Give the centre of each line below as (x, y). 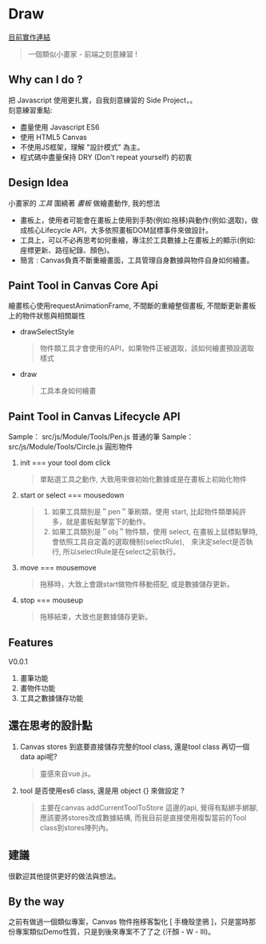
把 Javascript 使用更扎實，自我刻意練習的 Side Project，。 (103, 100)
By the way (37, 902)
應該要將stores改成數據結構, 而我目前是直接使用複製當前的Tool (143, 818)
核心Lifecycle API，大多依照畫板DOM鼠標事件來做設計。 (120, 230)
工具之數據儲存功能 (52, 698)
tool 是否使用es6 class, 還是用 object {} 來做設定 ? (102, 790)
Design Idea (39, 183)
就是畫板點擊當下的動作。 (108, 522)
